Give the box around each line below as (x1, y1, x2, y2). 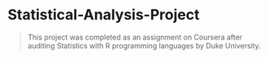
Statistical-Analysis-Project (7, 6, 200, 24)
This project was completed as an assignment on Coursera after (27, 32, 243, 42)
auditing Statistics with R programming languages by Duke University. (27, 40, 262, 50)
